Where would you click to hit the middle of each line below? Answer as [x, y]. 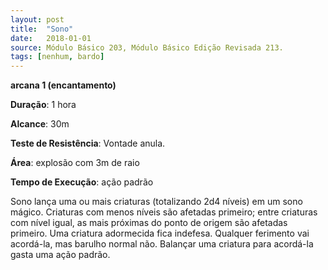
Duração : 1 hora [43, 105]
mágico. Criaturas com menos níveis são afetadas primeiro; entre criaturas [164, 212]
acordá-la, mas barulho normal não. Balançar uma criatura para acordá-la [162, 244]
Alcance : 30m [40, 124]
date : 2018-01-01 [51, 38]
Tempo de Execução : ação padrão [82, 182]
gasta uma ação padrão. [60, 255]
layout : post [37, 19]
